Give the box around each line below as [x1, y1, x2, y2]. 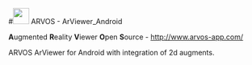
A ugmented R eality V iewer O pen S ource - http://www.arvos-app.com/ [8, 32, 244, 42]
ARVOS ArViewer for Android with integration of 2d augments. [8, 48, 215, 57]
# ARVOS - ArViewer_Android [8, 17, 123, 26]
